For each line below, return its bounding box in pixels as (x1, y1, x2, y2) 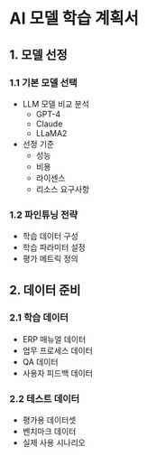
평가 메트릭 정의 (22, 254, 78, 265)
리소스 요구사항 (35, 183, 90, 194)
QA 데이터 (22, 356, 59, 367)
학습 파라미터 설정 (22, 242, 86, 253)
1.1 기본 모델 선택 (9, 76, 78, 88)
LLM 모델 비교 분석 (22, 98, 90, 109)
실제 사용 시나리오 (22, 437, 86, 448)
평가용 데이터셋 (22, 414, 77, 425)
